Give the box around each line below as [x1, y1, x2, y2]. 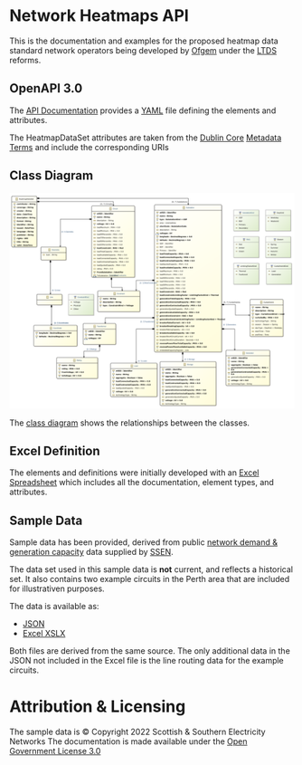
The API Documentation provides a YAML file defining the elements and [9, 105, 277, 116]
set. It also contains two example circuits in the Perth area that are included [9, 574, 290, 585]
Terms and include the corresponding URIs [9, 141, 169, 152]
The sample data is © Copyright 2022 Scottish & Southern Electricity [9, 726, 266, 738]
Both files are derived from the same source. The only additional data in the [9, 645, 291, 656]
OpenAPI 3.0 [9, 81, 83, 96]
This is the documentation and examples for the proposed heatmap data [9, 35, 278, 46]
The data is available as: [9, 601, 99, 612]
